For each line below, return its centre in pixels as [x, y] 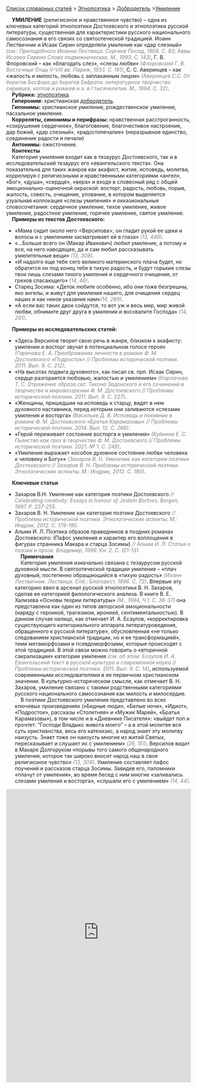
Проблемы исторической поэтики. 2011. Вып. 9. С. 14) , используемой [101, 669]
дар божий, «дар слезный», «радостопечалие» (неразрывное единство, [97, 132]
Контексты [26, 151]
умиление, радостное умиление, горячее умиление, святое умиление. [95, 213]
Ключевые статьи [35, 483]
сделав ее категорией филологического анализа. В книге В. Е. [93, 594]
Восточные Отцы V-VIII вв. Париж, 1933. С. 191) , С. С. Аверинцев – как [94, 70]
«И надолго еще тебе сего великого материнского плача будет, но [98, 262]
